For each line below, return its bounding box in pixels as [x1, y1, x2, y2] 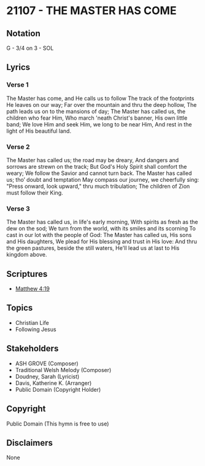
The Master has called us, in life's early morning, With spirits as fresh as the [6, 219, 198, 226]
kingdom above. [6, 251, 47, 258]
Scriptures [6, 268, 48, 279]
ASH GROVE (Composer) [15, 360, 79, 367]
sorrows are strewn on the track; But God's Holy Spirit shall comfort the [6, 163, 187, 170]
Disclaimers [6, 437, 53, 448]
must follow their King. [6, 188, 63, 196]
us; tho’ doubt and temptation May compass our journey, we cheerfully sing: [6, 176, 199, 183]
